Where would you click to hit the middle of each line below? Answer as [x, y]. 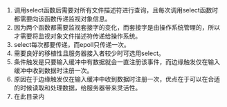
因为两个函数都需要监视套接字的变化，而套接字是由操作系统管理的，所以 [117, 27]
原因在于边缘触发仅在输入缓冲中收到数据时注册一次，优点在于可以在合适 [117, 79]
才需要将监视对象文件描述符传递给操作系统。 [78, 36]
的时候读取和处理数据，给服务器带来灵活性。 [78, 88]
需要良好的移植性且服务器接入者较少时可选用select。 [89, 53]
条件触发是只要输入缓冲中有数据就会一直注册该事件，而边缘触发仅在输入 [117, 62]
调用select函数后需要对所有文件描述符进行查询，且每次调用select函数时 [116, 10]
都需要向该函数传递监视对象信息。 [62, 19]
